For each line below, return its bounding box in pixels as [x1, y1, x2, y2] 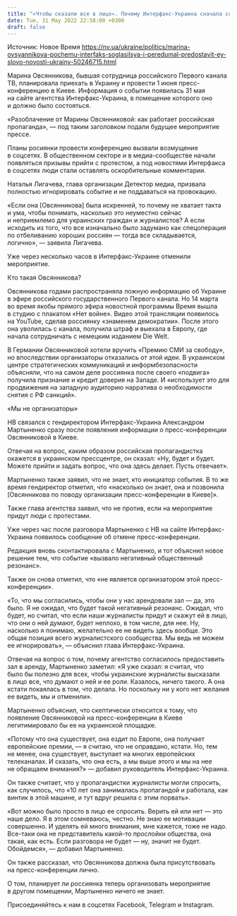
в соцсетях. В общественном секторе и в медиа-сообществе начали [7, 151, 216, 159]
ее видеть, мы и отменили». [7, 692, 92, 701]
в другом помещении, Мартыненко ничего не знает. [7, 887, 165, 896]
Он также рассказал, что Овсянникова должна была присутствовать [7, 858, 216, 867]
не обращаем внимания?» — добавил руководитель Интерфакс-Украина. [7, 765, 229, 773]
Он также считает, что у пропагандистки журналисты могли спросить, [7, 778, 221, 787]
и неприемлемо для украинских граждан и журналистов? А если [7, 216, 205, 224]
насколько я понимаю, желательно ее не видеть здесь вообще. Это [7, 626, 213, 635]
